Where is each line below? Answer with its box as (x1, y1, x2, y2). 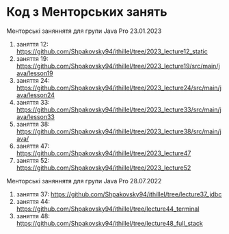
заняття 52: (16, 156, 50, 164)
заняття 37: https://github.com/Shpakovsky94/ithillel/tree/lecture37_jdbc (16, 190, 222, 198)
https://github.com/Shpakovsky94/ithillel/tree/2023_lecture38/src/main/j (16, 127, 221, 135)
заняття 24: (16, 76, 50, 84)
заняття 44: (16, 197, 51, 205)
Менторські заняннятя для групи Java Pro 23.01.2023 (6, 27, 162, 35)
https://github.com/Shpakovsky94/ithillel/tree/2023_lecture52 (16, 164, 191, 172)
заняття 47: (16, 142, 50, 150)
